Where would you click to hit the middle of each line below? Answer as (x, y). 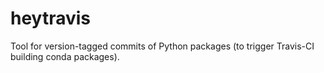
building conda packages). (65, 56)
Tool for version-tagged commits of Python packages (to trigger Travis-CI (162, 46)
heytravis (51, 18)
